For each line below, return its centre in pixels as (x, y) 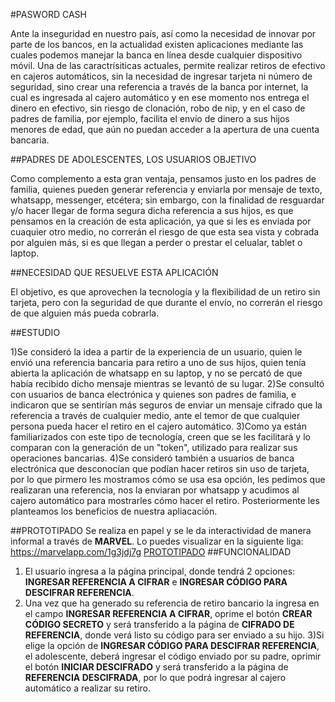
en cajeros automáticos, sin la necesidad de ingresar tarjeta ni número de (161, 76)
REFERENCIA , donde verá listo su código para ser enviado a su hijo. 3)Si (174, 635)
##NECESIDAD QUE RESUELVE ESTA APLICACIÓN (114, 272)
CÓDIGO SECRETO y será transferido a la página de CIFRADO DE (159, 624)
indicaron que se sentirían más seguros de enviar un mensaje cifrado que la (166, 405)
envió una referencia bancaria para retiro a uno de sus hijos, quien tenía (158, 362)
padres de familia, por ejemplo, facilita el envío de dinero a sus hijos (150, 118)
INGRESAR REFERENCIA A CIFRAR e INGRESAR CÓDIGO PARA (156, 582)
